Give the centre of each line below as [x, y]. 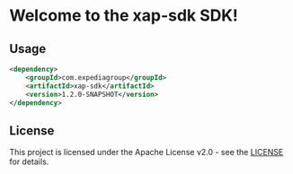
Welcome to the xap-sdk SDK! [124, 16]
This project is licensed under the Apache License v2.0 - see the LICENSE [146, 152]
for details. [29, 161]
